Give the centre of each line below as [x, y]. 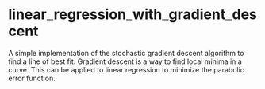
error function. [32, 78]
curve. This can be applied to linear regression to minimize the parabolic [126, 69]
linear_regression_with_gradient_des [133, 15]
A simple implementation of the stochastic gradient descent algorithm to [126, 53]
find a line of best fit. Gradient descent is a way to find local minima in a [125, 61]
